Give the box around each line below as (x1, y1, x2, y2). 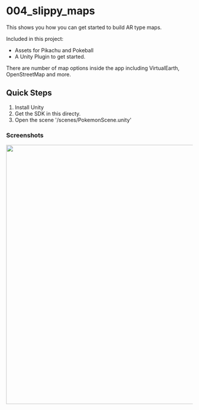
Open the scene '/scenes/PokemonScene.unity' (14, 116, 132, 123)
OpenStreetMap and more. (6, 71, 71, 78)
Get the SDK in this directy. (14, 110, 81, 117)
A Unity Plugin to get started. (14, 53, 86, 60)
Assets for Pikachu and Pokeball (14, 46, 94, 54)
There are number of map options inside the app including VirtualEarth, (6, 64, 179, 72)
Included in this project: (6, 35, 64, 42)
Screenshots (6, 131, 44, 139)
